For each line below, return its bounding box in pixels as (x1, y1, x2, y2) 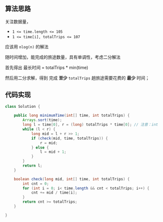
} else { (31, 145, 49, 150)
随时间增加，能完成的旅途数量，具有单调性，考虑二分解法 (5, 54, 121, 60)
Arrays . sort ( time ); (22, 118, 62, 123)
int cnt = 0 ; (22, 181, 49, 186)
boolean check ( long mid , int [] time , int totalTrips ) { (14, 176, 130, 181)
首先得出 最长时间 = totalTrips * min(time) (5, 64, 89, 70)
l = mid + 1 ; (40, 149, 67, 154)
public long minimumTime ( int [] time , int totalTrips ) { (14, 113, 130, 118)
